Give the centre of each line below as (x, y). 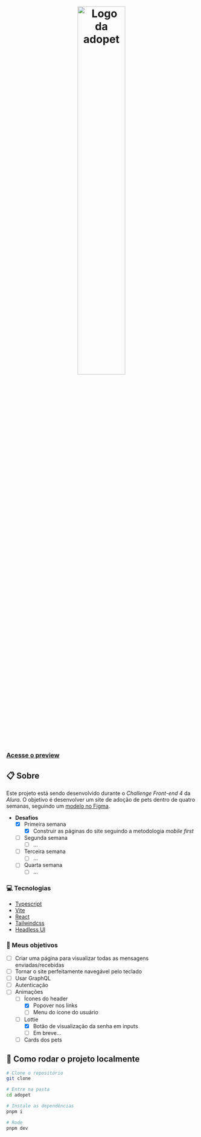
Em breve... (47, 1032)
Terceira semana (45, 851)
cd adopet (19, 1095)
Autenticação (31, 985)
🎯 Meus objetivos (32, 945)
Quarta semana (43, 865)
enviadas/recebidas (40, 965)
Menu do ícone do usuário (65, 1013)
